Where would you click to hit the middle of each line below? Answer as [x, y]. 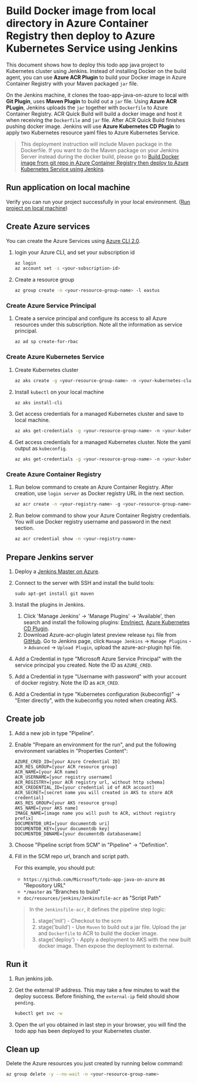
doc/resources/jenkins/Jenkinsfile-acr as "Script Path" [92, 898]
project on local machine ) [37, 208]
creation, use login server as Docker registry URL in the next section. [99, 493]
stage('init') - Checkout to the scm [80, 920]
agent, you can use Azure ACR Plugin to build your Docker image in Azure [96, 77]
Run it [17, 964]
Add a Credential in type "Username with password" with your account [101, 677]
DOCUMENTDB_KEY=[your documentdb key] [62, 829]
